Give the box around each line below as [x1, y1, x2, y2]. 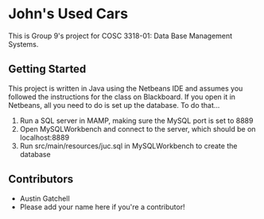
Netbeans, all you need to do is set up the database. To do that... [8, 100, 220, 109]
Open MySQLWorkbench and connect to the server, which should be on [19, 124, 256, 133]
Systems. [8, 39, 39, 48]
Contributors [8, 172, 74, 186]
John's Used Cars [8, 5, 129, 23]
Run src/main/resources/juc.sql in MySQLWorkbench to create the [19, 140, 238, 151]
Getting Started [8, 63, 87, 76]
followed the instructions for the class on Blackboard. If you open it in [8, 92, 236, 102]
